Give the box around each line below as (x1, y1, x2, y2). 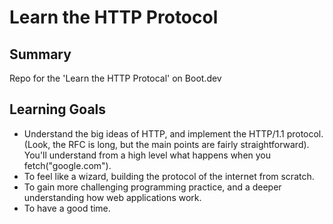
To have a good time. (23, 202, 111, 214)
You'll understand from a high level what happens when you (23, 149, 272, 161)
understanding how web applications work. (23, 191, 202, 203)
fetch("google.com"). (23, 159, 112, 171)
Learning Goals (9, 101, 107, 118)
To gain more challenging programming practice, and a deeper (23, 181, 282, 193)
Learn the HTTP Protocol (9, 6, 219, 29)
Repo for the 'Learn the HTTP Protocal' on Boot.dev (9, 72, 222, 84)
